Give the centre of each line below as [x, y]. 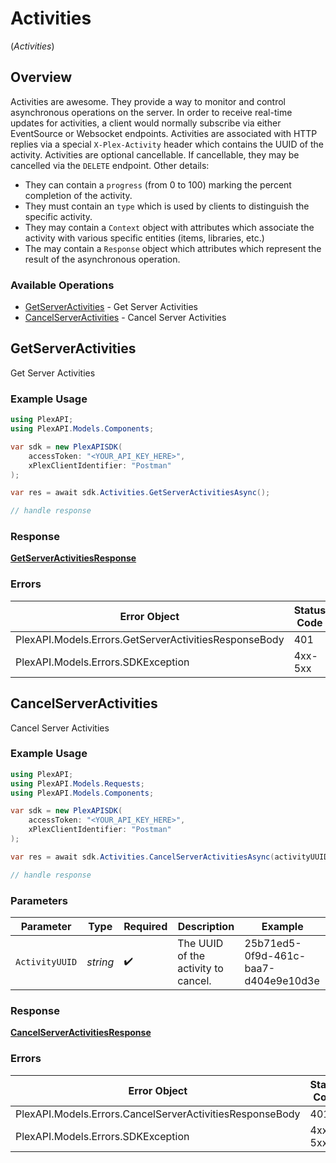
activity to [200, 969]
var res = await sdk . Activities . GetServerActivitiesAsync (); [140, 493]
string [100, 962]
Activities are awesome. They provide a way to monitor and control [148, 101]
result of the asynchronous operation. [102, 259]
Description [206, 927]
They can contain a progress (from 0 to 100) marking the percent [158, 184]
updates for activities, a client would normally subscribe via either [146, 123]
